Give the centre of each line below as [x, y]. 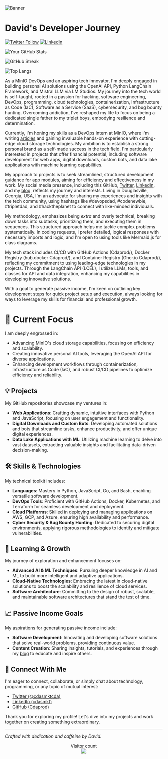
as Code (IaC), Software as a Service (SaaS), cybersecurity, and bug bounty [84, 107]
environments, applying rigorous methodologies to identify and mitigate [86, 528]
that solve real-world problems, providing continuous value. [74, 643]
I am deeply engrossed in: [32, 333]
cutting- [147, 138]
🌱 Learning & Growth [38, 548]
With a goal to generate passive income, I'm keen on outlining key [73, 288]
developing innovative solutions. [38, 279]
